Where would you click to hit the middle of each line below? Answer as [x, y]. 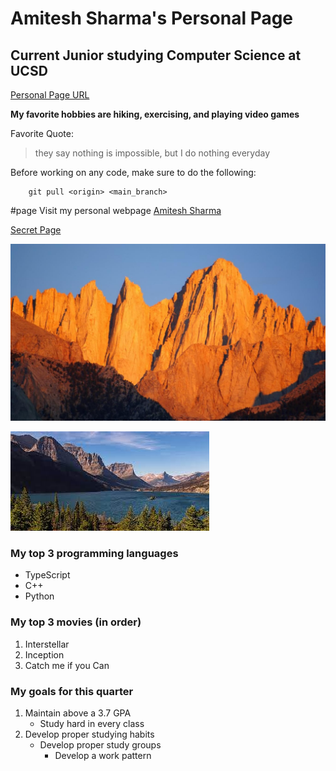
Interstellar [47, 644]
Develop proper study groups [100, 744]
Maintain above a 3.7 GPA [78, 713]
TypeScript [47, 575]
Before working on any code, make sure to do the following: [133, 172]
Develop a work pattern [103, 755]
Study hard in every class [92, 723]
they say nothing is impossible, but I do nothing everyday [152, 153]
